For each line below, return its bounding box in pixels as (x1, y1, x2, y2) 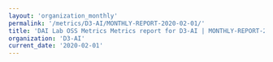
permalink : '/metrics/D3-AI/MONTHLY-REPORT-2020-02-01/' (8, 19, 206, 27)
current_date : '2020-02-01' (8, 42, 104, 50)
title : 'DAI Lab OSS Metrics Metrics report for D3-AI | (8, 27, 206, 35)
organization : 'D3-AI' (8, 34, 85, 43)
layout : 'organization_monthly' (8, 11, 118, 20)
